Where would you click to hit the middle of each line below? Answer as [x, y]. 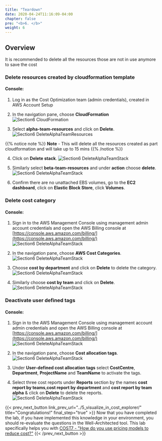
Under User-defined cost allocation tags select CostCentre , [73, 368]
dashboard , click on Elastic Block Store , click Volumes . [69, 188]
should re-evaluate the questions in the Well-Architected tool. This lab [75, 423]
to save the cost [21, 65]
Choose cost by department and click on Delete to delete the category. [84, 268]
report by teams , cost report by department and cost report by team [82, 388]
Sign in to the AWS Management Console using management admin [80, 223]
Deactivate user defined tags [40, 300]
